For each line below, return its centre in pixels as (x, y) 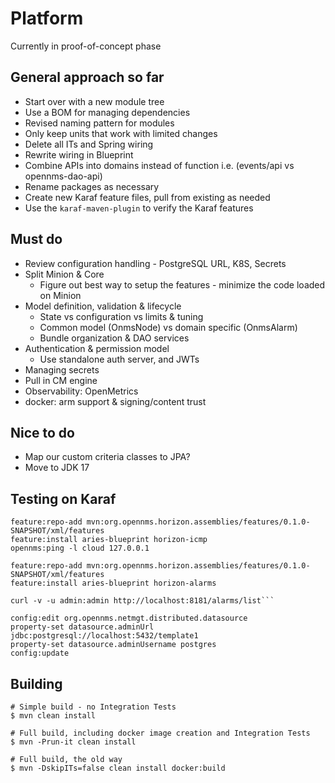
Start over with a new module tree (94, 101)
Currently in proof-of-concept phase (86, 46)
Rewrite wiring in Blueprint (79, 154)
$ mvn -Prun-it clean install (73, 742)
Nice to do (42, 432)
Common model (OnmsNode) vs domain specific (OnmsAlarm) (168, 327)
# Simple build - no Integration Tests (93, 707)
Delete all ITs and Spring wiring (89, 144)
